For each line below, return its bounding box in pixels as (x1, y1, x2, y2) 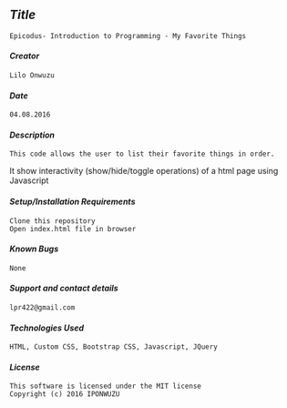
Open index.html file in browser (9, 224, 137, 233)
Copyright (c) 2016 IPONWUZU (9, 390, 120, 399)
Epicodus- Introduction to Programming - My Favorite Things (9, 31, 247, 40)
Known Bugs (9, 243, 59, 254)
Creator (9, 50, 40, 62)
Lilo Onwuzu (9, 71, 55, 80)
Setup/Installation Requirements (9, 196, 136, 208)
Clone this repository (9, 216, 96, 226)
